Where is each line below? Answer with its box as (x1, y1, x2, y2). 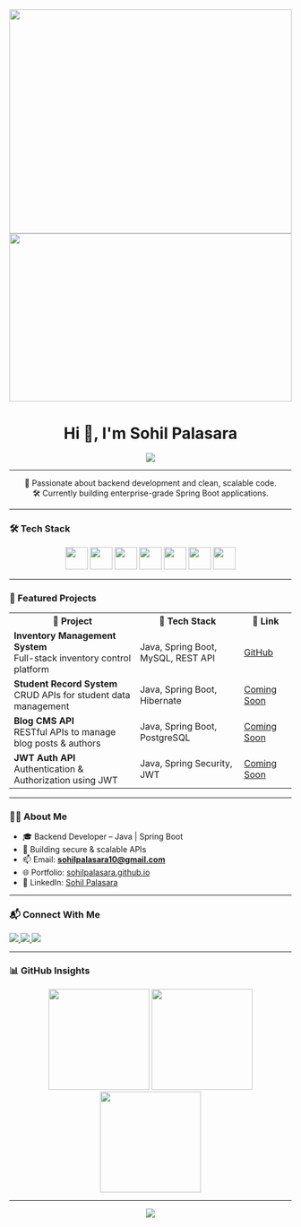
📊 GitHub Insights (9, 964, 90, 977)
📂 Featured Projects (9, 592, 97, 604)
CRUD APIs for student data (13, 688, 131, 701)
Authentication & (13, 763, 84, 775)
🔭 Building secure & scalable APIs (21, 844, 147, 855)
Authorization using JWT (13, 773, 118, 786)
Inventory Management (13, 629, 116, 642)
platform (13, 662, 49, 675)
